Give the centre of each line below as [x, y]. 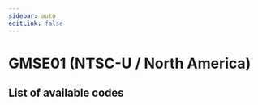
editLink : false [36, 23]
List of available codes [66, 93]
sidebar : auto [32, 16]
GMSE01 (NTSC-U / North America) [130, 63]
